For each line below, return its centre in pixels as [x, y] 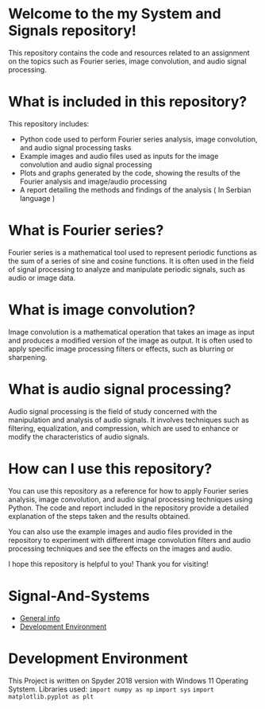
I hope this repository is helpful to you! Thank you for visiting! [108, 564]
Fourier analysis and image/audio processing [93, 181]
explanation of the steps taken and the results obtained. [99, 516]
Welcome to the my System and [115, 14]
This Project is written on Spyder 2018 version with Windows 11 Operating [128, 680]
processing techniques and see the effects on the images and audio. [120, 548]
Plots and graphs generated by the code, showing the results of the [130, 172]
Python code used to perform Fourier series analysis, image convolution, [138, 139]
